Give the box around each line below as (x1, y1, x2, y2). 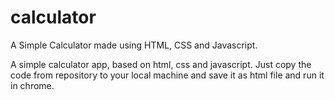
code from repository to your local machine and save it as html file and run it (10, 69, 325, 81)
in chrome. (10, 79, 55, 91)
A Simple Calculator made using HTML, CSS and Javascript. (10, 39, 258, 51)
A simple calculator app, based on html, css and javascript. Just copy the (10, 58, 312, 70)
